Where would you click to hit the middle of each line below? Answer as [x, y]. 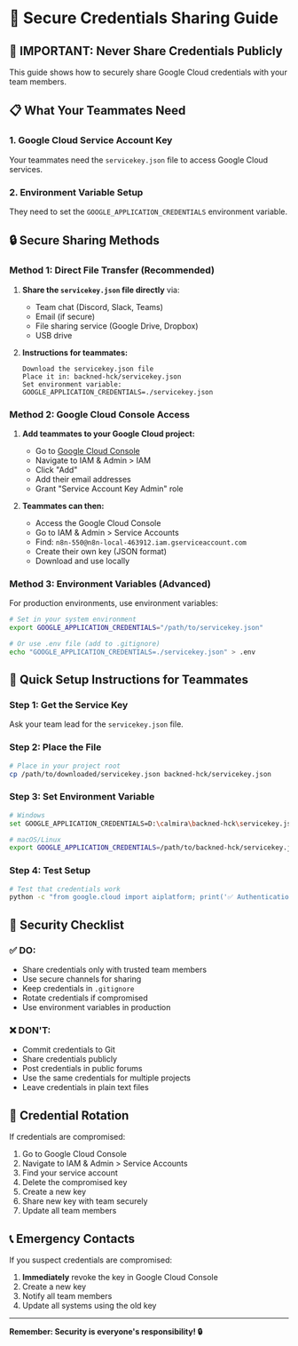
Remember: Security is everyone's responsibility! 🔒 [106, 1331]
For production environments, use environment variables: [114, 603]
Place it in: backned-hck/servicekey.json [102, 377]
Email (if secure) [65, 316]
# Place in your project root [65, 766]
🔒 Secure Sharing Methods [84, 240]
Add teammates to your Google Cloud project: [108, 434]
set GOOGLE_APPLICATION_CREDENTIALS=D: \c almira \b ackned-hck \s [126, 824]
